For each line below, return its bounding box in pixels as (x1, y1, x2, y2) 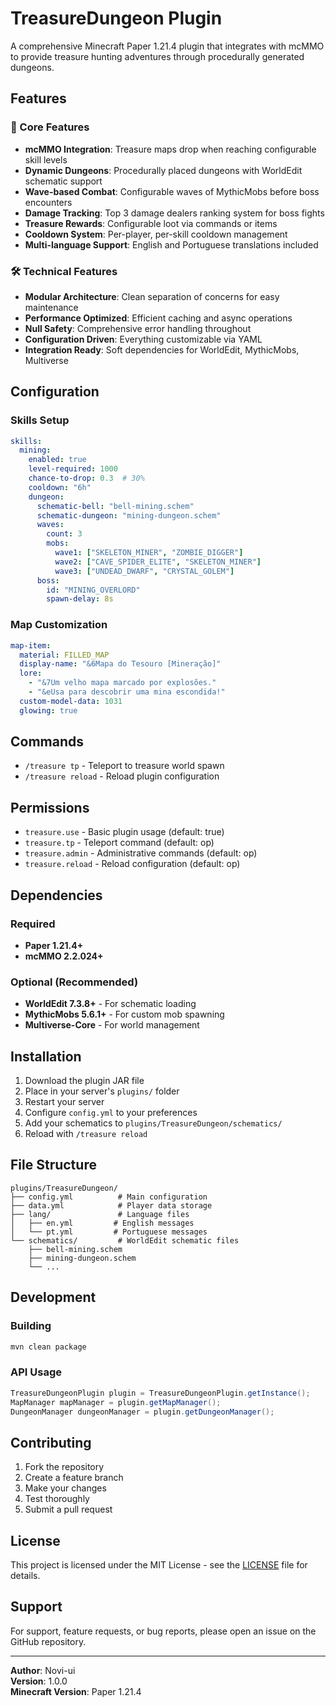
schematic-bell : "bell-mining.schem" (36, 501, 195, 511)
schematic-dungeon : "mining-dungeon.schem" (36, 510, 222, 521)
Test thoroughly (24, 1493, 90, 1505)
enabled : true (28, 455, 87, 465)
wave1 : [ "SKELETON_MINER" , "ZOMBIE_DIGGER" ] (54, 548, 244, 558)
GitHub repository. (10, 1635, 87, 1647)
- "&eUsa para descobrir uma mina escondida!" (28, 687, 226, 697)
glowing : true (19, 705, 78, 716)
